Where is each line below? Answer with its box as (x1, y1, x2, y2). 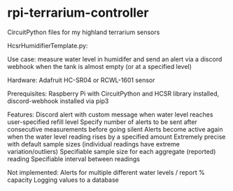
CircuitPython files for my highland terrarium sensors (7, 28, 160, 36)
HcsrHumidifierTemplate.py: (7, 41, 88, 49)
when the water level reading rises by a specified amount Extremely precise (7, 132, 226, 141)
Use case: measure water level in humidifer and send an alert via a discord (7, 54, 223, 63)
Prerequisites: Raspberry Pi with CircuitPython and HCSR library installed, (7, 89, 219, 98)
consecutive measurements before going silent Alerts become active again (7, 125, 223, 133)
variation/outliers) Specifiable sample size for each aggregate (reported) (7, 147, 216, 155)
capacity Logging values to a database (7, 176, 119, 184)
